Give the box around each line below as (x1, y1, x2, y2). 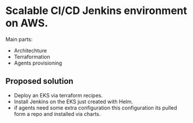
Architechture (13, 47, 47, 54)
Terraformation (13, 53, 50, 60)
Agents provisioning (13, 59, 62, 66)
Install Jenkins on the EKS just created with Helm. (13, 98, 134, 105)
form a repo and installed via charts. (13, 110, 101, 117)
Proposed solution (5, 76, 73, 86)
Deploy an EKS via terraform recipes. (13, 92, 103, 99)
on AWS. (5, 16, 48, 30)
